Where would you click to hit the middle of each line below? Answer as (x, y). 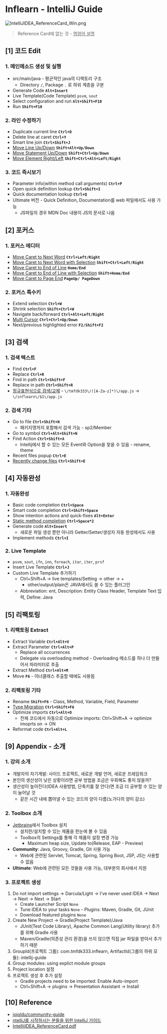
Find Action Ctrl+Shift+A (38, 439)
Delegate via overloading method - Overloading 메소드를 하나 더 (85, 658)
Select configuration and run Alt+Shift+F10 (57, 101)
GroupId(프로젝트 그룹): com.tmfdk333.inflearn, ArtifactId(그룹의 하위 (82, 952)
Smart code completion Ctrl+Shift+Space (55, 510)
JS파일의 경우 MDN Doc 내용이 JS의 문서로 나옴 (67, 213)
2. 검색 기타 (18, 410)
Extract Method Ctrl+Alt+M (40, 670)
